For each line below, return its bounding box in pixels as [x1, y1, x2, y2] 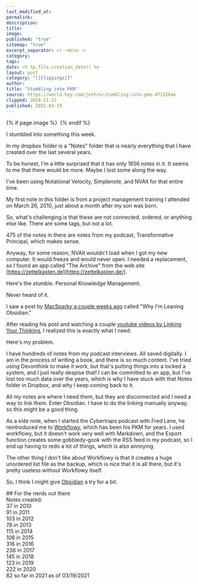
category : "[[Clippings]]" [6, 75, 73, 81]
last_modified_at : [6, 8, 52, 15]
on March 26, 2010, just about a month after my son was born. [6, 202, 158, 209]
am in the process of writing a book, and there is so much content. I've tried [6, 356, 191, 363]
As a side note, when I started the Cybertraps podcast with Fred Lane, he [6, 417, 186, 424]
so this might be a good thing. [6, 406, 79, 413]
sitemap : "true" [6, 42, 46, 48]
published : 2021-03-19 [6, 102, 62, 109]
